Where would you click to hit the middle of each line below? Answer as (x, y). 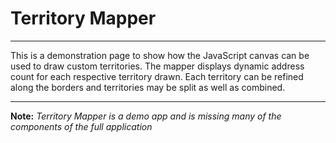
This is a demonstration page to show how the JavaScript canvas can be (160, 55)
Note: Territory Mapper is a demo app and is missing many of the (146, 116)
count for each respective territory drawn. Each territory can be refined (157, 76)
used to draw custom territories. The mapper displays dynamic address (157, 66)
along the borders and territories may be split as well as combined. (148, 87)
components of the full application (81, 126)
